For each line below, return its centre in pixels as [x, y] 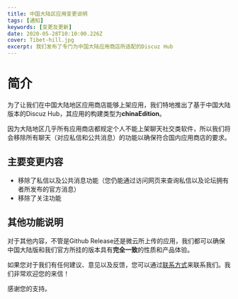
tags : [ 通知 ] [25, 20]
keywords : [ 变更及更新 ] [40, 27]
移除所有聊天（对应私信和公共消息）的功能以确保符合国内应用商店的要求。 [122, 137]
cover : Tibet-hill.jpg [41, 40]
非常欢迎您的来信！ [41, 274]
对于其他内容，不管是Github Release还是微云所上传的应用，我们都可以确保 [116, 240]
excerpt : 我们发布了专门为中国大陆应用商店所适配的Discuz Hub [90, 47]
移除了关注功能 [39, 198]
